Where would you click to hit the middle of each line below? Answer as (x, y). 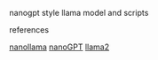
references (29, 30)
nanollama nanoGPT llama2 (59, 47)
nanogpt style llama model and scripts (79, 13)
